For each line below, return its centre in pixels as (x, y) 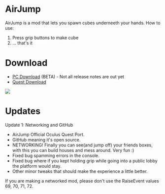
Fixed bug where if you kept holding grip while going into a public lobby (85, 161)
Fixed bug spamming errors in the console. (56, 155)
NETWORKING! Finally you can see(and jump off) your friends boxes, (82, 145)
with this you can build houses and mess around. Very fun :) (73, 150)
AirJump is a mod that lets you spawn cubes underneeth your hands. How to (83, 23)
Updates (23, 111)
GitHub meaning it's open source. (46, 140)
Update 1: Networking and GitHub (39, 125)
